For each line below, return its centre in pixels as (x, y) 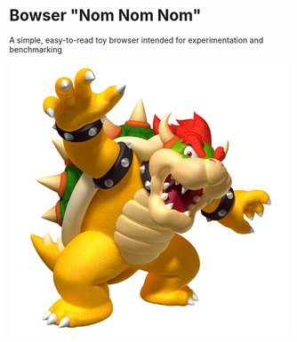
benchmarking (36, 49)
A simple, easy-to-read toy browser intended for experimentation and (136, 40)
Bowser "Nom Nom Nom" (105, 16)
